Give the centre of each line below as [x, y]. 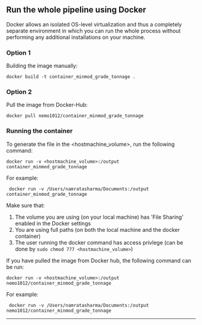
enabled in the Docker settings [53, 223]
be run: [15, 267]
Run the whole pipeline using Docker [76, 10]
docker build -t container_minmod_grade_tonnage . [71, 77]
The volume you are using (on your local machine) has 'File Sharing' [99, 217]
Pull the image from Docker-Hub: [47, 105]
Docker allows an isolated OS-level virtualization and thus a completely [94, 24]
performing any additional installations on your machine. [76, 37]
